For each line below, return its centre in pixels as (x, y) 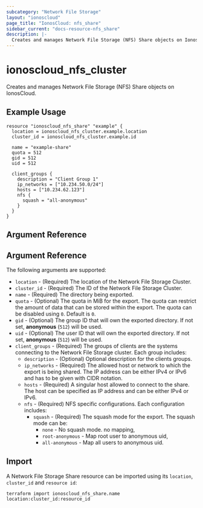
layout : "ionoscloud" (34, 18)
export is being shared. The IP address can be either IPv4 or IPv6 (105, 371)
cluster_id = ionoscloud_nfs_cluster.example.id (74, 137)
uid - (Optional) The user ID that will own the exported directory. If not (102, 333)
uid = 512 (24, 163)
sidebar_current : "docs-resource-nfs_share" (63, 29)
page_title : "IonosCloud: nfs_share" (54, 23)
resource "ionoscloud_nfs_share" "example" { (64, 126)
